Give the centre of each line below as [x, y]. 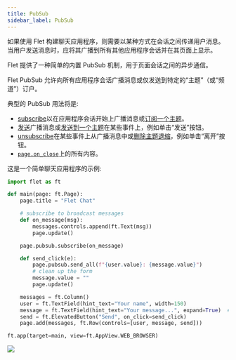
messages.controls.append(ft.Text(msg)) [92, 226]
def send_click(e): [48, 258]
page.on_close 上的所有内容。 [59, 153]
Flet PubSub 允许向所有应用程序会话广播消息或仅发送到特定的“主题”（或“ [113, 80]
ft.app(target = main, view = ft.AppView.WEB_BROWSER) [83, 336]
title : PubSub [28, 14]
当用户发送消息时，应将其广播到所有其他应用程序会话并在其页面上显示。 [112, 50]
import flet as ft [34, 182]
